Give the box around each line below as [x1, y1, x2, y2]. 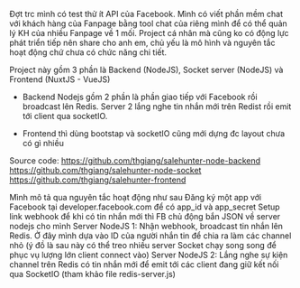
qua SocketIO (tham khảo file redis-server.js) [9, 269, 176, 279]
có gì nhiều [22, 138, 65, 148]
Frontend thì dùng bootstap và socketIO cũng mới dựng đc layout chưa [22, 128, 286, 139]
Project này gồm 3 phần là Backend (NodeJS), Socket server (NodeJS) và [9, 64, 284, 75]
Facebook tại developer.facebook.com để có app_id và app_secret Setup [9, 201, 281, 212]
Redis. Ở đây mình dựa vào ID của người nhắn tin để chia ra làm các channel [9, 230, 292, 241]
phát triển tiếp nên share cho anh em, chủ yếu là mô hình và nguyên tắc [9, 37, 276, 48]
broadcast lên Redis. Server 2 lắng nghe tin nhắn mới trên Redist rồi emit [22, 101, 292, 112]
